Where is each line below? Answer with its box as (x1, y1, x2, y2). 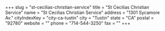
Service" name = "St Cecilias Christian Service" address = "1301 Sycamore (5, 9, 160, 15)
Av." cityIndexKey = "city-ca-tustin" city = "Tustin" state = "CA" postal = (5, 15, 154, 20)
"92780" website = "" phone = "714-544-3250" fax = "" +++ (5, 20, 131, 26)
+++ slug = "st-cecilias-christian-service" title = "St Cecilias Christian (5, 4, 149, 10)
